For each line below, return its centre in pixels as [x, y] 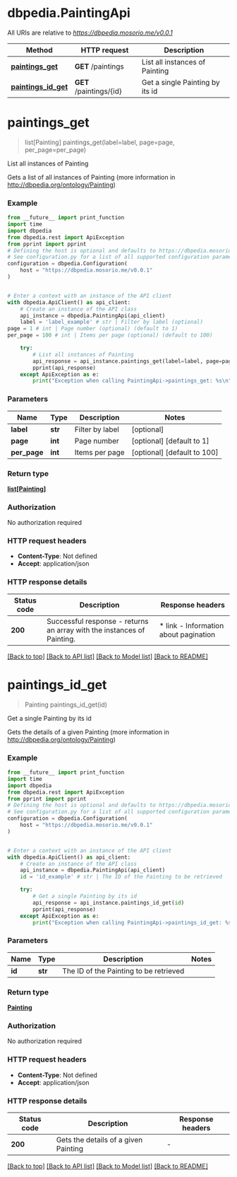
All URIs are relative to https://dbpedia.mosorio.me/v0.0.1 [90, 33]
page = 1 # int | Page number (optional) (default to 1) [93, 329]
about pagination [187, 634]
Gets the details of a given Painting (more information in [88, 732]
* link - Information [192, 625]
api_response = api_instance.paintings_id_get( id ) [109, 903]
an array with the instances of [96, 630]
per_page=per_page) [55, 149]
